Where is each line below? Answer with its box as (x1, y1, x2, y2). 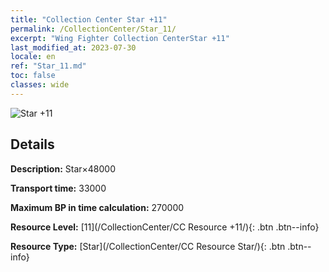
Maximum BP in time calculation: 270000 (10, 201, 185, 213)
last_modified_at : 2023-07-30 (10, 42, 137, 53)
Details (10, 136, 55, 153)
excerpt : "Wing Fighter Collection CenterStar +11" (10, 33, 230, 43)
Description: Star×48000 (10, 162, 116, 175)
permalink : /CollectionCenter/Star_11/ (10, 24, 177, 34)
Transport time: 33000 (10, 182, 107, 194)
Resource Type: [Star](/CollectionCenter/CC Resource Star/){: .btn (10, 240, 286, 252)
